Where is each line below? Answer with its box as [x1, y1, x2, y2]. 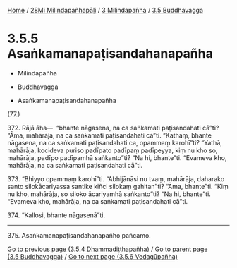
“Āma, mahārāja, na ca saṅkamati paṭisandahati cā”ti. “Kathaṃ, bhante [7, 130, 212, 140]
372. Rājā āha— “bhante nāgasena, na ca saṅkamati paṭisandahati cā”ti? [7, 123, 219, 132]
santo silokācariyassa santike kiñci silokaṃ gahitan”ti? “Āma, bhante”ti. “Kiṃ [7, 182, 229, 190]
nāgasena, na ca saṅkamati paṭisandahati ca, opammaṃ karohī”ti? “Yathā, [7, 138, 222, 147]
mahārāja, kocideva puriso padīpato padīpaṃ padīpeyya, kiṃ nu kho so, [7, 146, 218, 154]
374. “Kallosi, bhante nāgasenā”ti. [7, 211, 106, 219]
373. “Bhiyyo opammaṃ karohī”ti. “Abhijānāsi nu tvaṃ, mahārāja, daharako [7, 174, 225, 183]
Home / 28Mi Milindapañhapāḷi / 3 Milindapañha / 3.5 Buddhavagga [7, 6, 203, 14]
